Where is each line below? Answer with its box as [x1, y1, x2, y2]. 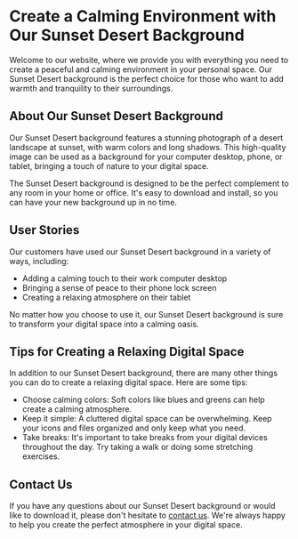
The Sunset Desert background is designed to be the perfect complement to [9, 178, 289, 189]
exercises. [21, 451, 60, 462]
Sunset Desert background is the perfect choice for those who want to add [9, 73, 285, 84]
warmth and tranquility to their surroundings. [9, 83, 173, 93]
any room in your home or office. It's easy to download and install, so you [9, 187, 278, 197]
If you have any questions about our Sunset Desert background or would [9, 501, 276, 511]
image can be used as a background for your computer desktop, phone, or [9, 151, 283, 162]
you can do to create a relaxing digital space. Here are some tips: [9, 377, 248, 388]
